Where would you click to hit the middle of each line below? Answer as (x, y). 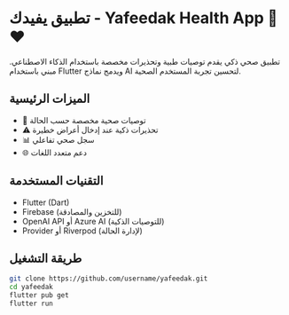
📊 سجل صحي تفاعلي (58, 139)
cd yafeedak (31, 287)
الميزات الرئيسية (50, 99)
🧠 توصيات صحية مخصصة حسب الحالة (84, 120)
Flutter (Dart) (46, 202)
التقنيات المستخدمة (56, 181)
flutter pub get (39, 295)
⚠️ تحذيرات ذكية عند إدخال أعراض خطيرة (90, 130)
